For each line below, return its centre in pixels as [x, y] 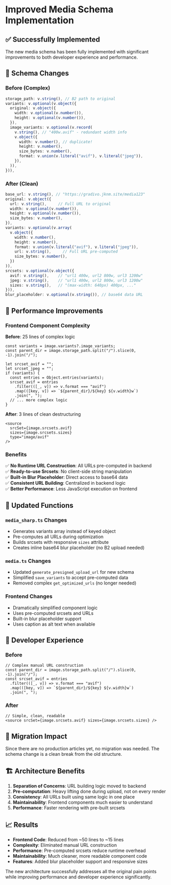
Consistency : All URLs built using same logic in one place [74, 797]
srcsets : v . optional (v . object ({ [40, 271]
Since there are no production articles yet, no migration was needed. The [82, 749]
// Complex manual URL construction [44, 666]
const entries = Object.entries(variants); [57, 377]
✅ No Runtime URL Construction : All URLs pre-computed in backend [79, 466]
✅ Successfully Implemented [53, 39]
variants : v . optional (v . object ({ [41, 103]
